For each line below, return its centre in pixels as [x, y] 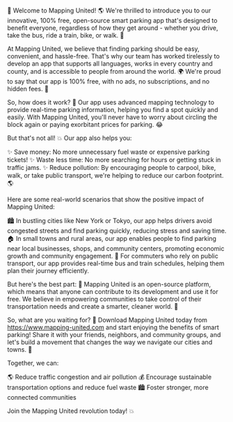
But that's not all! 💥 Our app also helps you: [70, 138]
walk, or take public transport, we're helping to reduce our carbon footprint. [115, 175]
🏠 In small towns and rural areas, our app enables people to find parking [112, 239]
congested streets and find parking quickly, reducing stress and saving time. [117, 230]
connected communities [42, 397]
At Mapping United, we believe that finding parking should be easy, [103, 49]
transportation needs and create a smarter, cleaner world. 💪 [93, 306]
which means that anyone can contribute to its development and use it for [113, 291]
